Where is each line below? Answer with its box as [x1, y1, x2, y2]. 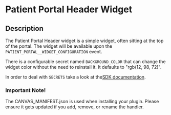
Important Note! [5, 86, 46, 93]
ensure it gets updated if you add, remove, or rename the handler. [5, 104, 144, 110]
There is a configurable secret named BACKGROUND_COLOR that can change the [5, 59, 166, 65]
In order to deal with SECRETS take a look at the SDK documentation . [5, 74, 146, 80]
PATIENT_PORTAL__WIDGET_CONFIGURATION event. [5, 49, 102, 54]
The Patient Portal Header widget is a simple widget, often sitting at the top [5, 37, 164, 44]
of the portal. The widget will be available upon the [5, 43, 113, 49]
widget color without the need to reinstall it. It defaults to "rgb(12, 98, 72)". [5, 64, 162, 70]
